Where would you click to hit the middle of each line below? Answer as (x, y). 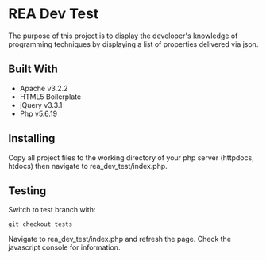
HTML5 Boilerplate (50, 97)
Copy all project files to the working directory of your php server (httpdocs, (131, 157)
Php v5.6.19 (39, 113)
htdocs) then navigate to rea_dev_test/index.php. (88, 166)
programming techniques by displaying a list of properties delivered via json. (133, 44)
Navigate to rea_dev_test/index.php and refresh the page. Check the (120, 239)
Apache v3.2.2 (44, 88)
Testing (27, 191)
